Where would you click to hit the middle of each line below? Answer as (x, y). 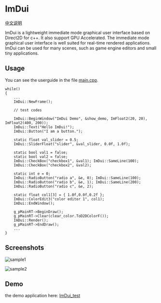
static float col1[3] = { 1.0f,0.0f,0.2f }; (59, 195)
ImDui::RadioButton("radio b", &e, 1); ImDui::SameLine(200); (77, 182)
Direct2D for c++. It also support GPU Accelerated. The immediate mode (77, 38)
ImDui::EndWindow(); (34, 203)
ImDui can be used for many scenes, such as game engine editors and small (81, 48)
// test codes (28, 110)
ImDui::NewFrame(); (33, 102)
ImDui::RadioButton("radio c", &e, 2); (54, 186)
